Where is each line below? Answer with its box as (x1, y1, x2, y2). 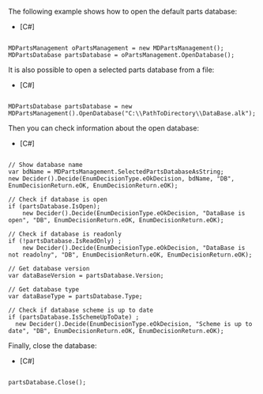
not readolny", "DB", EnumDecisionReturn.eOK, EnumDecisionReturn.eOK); (8, 251, 253, 259)
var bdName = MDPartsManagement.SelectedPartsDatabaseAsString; (8, 168, 224, 176)
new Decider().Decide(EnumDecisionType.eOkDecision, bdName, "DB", (8, 175, 235, 183)
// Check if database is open (8, 195, 108, 203)
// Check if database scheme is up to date (8, 306, 154, 314)
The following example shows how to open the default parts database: (8, 7, 238, 16)
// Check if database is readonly (8, 230, 122, 238)
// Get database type (8, 286, 80, 294)
